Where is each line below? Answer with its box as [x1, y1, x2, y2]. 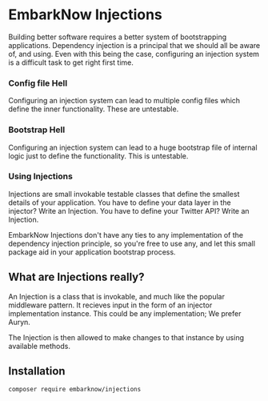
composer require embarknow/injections [8, 386, 142, 394]
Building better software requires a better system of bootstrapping [8, 32, 226, 42]
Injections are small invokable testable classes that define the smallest [8, 189, 240, 198]
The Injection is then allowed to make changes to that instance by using [8, 332, 244, 342]
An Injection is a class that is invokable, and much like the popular [8, 291, 226, 301]
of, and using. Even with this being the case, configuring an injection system [8, 49, 260, 58]
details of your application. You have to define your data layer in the [8, 198, 231, 207]
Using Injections [8, 170, 74, 182]
